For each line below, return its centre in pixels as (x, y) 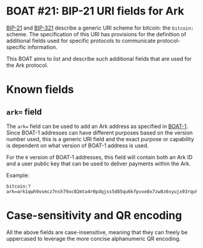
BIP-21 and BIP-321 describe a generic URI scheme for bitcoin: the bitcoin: (100, 28)
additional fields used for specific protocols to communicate (81, 40)
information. (43, 47)
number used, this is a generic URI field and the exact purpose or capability (100, 139)
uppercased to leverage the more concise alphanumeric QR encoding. (94, 238)
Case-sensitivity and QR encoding (94, 216)
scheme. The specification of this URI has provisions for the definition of (96, 34)
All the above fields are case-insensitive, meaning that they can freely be (97, 232)
